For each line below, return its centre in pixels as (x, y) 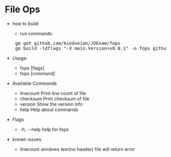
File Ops (23, 9)
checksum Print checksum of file (55, 99)
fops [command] (37, 73)
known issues (27, 139)
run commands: (36, 33)
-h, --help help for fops (44, 129)
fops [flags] (32, 68)
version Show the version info (51, 104)
